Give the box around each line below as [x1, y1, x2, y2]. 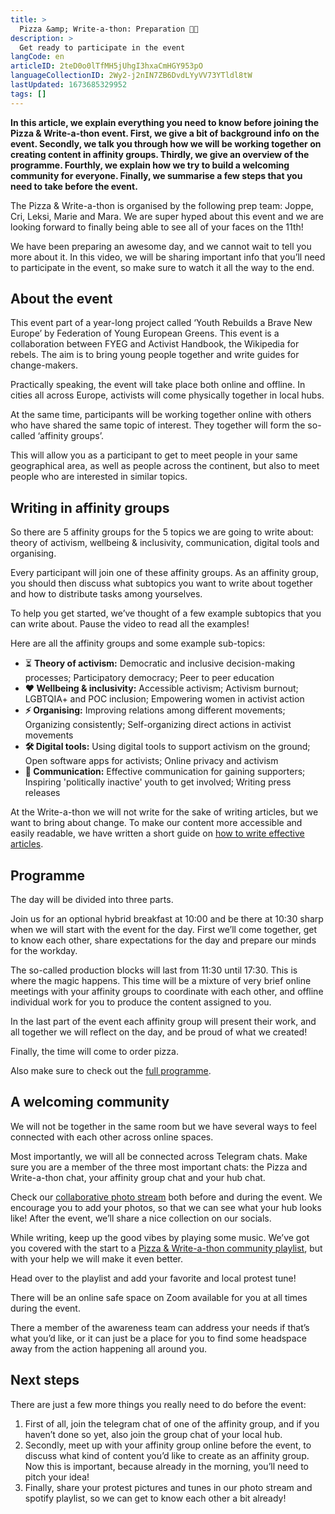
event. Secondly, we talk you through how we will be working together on [10, 137, 322, 150]
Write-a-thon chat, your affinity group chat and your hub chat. [10, 1171, 266, 1183]
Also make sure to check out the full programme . [10, 1065, 212, 1077]
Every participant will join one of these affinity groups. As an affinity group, [10, 567, 319, 579]
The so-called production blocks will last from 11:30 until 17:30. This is [10, 964, 298, 976]
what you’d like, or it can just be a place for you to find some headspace [10, 1332, 307, 1344]
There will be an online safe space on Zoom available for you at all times [10, 1291, 308, 1303]
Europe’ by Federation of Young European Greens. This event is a [10, 327, 280, 340]
